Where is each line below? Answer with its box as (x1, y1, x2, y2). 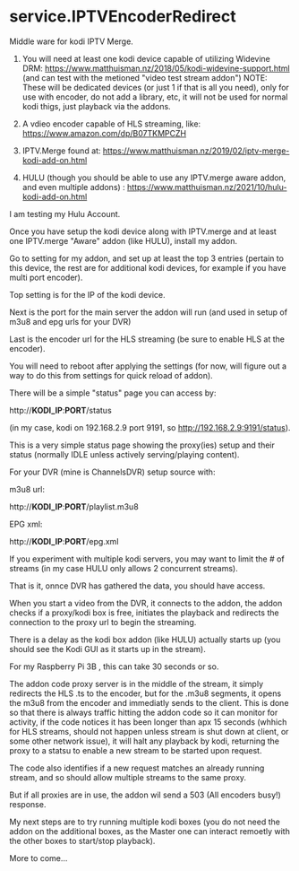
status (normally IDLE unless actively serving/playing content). (9, 449, 240, 459)
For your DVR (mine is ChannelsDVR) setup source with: (9, 466, 216, 477)
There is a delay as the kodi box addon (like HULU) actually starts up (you (9, 634, 281, 645)
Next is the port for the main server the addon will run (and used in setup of (9, 307, 288, 318)
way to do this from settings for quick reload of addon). (9, 370, 213, 380)
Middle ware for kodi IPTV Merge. (9, 36, 134, 47)
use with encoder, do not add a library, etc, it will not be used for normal (21, 91, 288, 102)
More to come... (9, 852, 68, 863)
